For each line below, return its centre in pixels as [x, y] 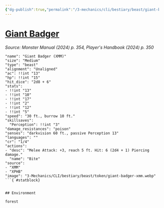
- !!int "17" [18, 99]
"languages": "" [21, 137]
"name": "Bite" [25, 159]
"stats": [14, 86]
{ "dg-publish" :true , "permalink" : [39, 10]
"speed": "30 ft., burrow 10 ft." [40, 116]
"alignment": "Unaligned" [31, 69]
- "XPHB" [14, 171]
